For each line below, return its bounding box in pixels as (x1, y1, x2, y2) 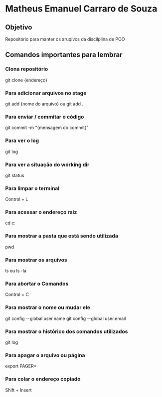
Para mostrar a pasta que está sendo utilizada (5, 232, 119, 239)
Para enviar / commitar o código (5, 113, 84, 120)
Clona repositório (5, 65, 48, 72)
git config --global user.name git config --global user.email (5, 315, 126, 321)
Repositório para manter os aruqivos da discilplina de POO (5, 36, 125, 42)
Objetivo (5, 23, 32, 31)
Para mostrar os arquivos (5, 256, 67, 263)
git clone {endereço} (5, 77, 48, 83)
